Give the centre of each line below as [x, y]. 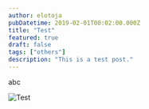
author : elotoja [35, 15]
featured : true [33, 38]
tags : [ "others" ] [37, 52]
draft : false [30, 45]
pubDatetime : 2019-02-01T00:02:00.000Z [74, 23]
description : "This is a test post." [71, 60]
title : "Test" [32, 30]
